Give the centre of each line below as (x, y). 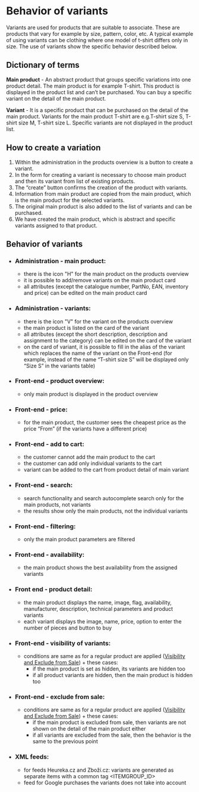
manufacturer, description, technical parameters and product (98, 609)
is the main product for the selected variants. (70, 200)
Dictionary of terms (43, 65)
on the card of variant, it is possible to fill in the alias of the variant (104, 347)
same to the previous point (65, 741)
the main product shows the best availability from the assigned (100, 568)
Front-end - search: (44, 485)
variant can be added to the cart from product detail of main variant (106, 470)
